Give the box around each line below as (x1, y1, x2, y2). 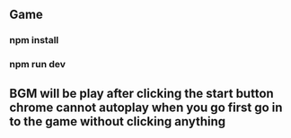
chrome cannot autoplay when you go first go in (9, 99, 283, 115)
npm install (9, 34, 59, 47)
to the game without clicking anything (9, 114, 226, 129)
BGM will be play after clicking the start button (9, 85, 274, 101)
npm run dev (9, 58, 66, 71)
